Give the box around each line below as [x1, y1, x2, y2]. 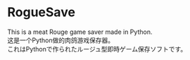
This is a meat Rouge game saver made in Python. [7, 28, 153, 36]
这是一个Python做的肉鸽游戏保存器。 [7, 36, 115, 44]
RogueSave [7, 4, 76, 20]
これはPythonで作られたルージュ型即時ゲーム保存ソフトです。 [7, 44, 187, 53]
